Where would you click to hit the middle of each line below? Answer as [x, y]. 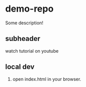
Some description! [24, 23]
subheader [23, 39]
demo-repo [30, 9]
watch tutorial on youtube [32, 51]
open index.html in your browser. [47, 79]
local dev [20, 67]
